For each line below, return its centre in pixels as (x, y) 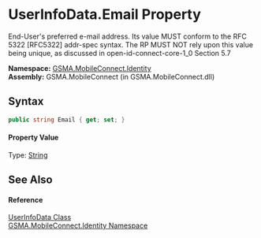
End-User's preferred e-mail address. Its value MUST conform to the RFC (127, 36)
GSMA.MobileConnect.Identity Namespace (78, 225)
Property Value (34, 138)
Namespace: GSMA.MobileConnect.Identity (80, 68)
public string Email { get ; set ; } (67, 120)
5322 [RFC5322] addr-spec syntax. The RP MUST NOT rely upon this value (131, 44)
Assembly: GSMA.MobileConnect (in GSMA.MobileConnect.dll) (112, 76)
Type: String (28, 154)
